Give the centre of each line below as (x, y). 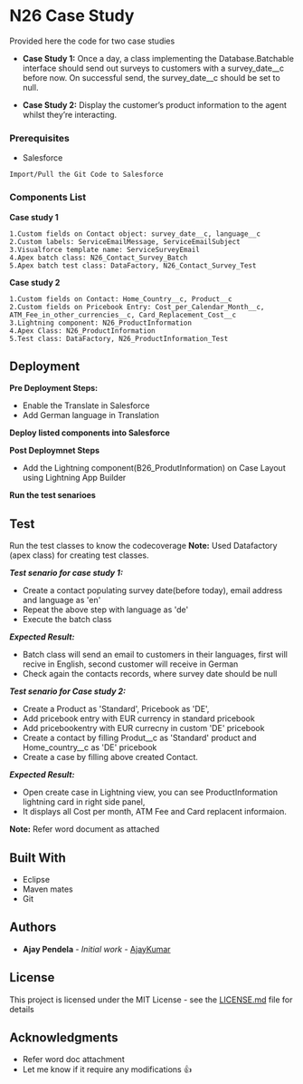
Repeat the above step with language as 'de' (105, 610)
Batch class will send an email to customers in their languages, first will (155, 655)
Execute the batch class (67, 620)
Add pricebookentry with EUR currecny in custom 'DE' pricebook (143, 728)
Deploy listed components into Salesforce (90, 433)
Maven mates (48, 889)
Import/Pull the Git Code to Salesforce (87, 175)
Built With (38, 858)
